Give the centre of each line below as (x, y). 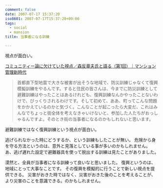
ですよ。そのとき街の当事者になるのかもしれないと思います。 (92, 119)
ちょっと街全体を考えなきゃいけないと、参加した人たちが (88, 113)
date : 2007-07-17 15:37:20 (32, 14)
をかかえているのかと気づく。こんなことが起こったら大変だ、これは (85, 107)
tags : (10, 23)
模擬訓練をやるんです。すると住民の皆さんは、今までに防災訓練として (87, 88)
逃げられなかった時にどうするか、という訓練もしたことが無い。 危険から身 (81, 140)
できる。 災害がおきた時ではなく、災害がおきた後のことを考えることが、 (82, 174)
